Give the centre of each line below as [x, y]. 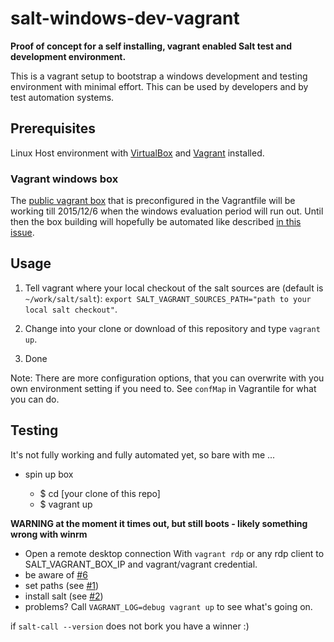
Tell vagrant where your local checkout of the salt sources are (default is [174, 288]
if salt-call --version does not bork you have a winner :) [130, 626]
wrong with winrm [49, 534]
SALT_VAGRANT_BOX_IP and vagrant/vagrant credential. [141, 564]
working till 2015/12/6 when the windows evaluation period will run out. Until [167, 211]
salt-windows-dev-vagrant [125, 18]
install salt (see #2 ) [64, 596]
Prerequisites [53, 128]
